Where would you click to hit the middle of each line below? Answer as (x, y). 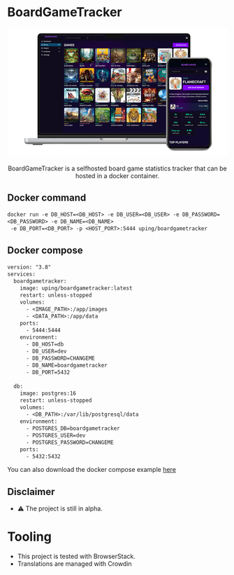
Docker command (47, 198)
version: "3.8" (29, 267)
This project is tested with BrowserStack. (76, 556)
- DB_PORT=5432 (48, 372)
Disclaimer (31, 492)
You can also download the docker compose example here (92, 470)
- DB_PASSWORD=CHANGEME (60, 358)
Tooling (30, 537)
